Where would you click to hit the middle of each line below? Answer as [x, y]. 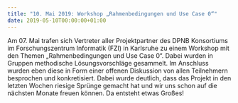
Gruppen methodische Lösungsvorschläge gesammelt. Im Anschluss [108, 63]
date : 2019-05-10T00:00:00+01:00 [57, 20]
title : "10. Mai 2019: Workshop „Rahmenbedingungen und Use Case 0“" [113, 14]
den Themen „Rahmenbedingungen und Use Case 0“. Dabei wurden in [110, 55]
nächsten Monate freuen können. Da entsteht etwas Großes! [96, 93]
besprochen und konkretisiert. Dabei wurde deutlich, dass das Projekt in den [119, 78]
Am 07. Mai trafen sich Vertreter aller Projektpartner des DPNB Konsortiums [118, 40]
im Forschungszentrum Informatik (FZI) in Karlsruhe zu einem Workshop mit [118, 48]
